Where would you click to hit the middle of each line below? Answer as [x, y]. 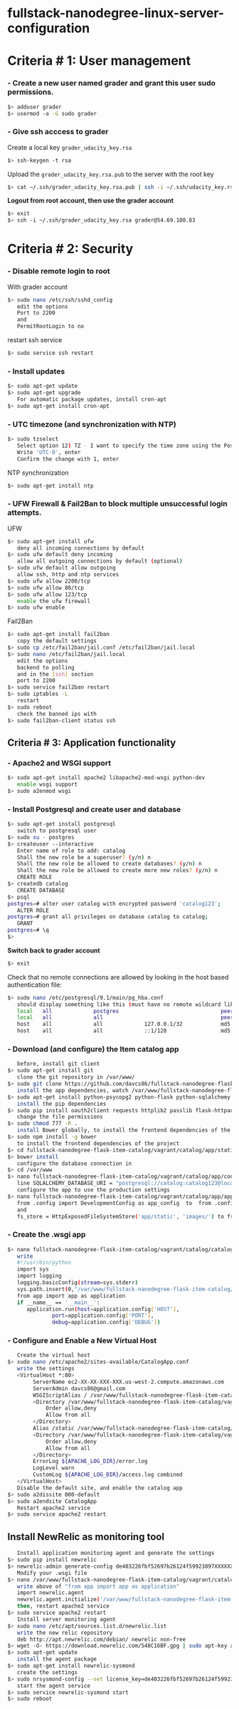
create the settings [47, 1672]
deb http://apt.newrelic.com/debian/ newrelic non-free [101, 1639]
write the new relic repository [65, 1633]
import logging [39, 1276]
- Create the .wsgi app [47, 1235]
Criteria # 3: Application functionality [92, 743]
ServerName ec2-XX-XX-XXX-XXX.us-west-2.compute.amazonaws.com [128, 1382]
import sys [33, 1269]
